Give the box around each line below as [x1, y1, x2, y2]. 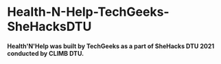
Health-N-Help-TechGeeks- [7, 4, 170, 20]
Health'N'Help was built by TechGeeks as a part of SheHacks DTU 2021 [7, 42, 215, 50]
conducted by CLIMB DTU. [7, 49, 84, 57]
